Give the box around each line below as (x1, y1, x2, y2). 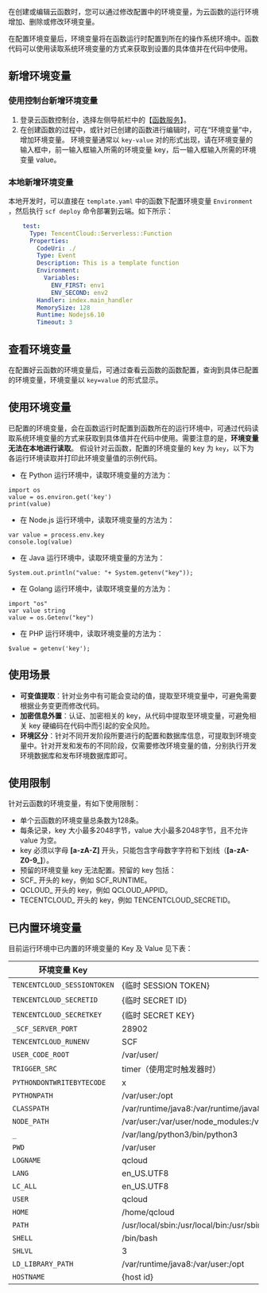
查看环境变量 (8, 342, 72, 356)
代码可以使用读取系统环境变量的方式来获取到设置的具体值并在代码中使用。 (8, 44, 252, 53)
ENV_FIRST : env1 (50, 281, 105, 289)
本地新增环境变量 (8, 176, 74, 187)
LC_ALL (12, 1182, 37, 1191)
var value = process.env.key (8, 531, 105, 539)
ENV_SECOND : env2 (50, 289, 109, 297)
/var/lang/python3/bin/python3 (122, 1129, 238, 1140)
